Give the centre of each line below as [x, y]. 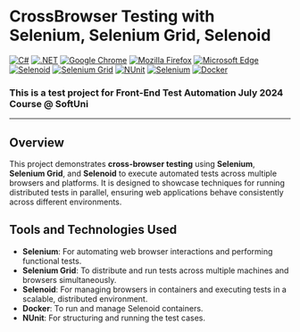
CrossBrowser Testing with [112, 17]
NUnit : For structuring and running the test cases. [113, 318]
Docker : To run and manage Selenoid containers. [112, 308]
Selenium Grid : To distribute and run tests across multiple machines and [155, 270]
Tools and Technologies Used [93, 230]
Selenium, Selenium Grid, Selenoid [140, 35]
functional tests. [52, 261]
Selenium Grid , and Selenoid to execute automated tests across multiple [143, 174]
